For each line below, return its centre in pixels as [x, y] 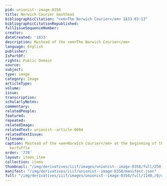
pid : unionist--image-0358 [33, 10]
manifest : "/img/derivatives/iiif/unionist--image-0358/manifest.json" [81, 171]
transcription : [21, 97]
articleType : [19, 83]
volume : [13, 88]
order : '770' [19, 153]
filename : [15, 139]
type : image [17, 74]
